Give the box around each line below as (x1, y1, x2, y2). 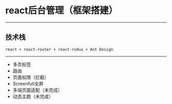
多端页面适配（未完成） (12, 87, 62, 93)
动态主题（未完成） (12, 93, 54, 99)
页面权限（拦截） (12, 74, 49, 80)
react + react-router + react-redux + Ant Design (5, 47, 114, 52)
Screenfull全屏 (12, 80, 44, 87)
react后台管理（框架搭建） (5, 5, 118, 16)
